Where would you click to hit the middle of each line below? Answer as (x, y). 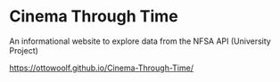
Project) (24, 50)
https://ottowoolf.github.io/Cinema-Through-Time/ (102, 68)
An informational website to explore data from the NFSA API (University (140, 41)
